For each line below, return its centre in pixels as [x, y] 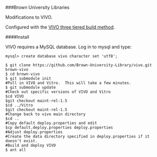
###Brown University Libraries [38, 7]
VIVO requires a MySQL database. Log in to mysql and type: [69, 47]
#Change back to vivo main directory [46, 114]
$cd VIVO [15, 96]
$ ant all [16, 150]
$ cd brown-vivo [23, 74]
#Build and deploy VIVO [31, 145]
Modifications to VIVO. [29, 17]
